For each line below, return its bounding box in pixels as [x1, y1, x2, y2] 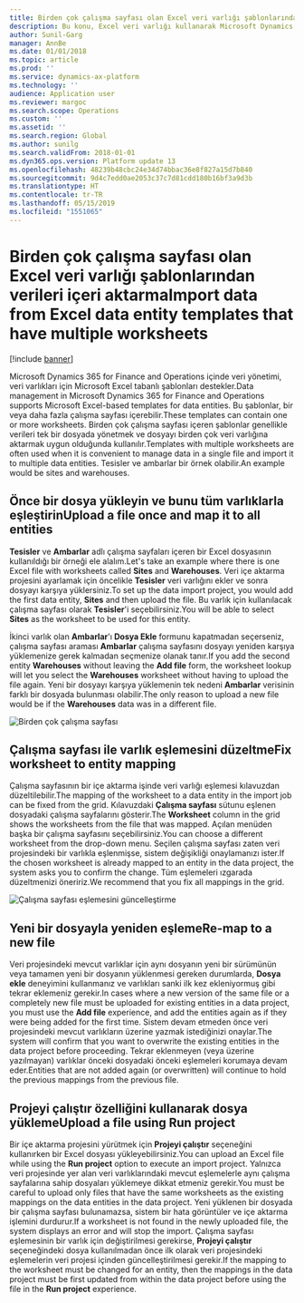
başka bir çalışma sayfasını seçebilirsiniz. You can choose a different [9, 829, 263, 840]
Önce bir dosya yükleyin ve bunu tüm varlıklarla [9, 493, 284, 509]
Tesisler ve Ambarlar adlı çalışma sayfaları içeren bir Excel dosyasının [9, 546, 271, 557]
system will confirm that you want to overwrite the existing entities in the [9, 1036, 280, 1047]
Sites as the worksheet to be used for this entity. [9, 613, 191, 624]
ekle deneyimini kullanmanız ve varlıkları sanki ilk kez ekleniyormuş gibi [9, 978, 276, 989]
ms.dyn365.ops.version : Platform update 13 [9, 156, 176, 166]
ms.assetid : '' [9, 123, 67, 132]
